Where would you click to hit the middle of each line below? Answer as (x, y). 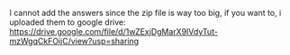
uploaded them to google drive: (68, 22)
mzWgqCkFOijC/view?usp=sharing (74, 41)
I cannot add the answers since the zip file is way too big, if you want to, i (145, 13)
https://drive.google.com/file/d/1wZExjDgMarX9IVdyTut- (114, 31)
